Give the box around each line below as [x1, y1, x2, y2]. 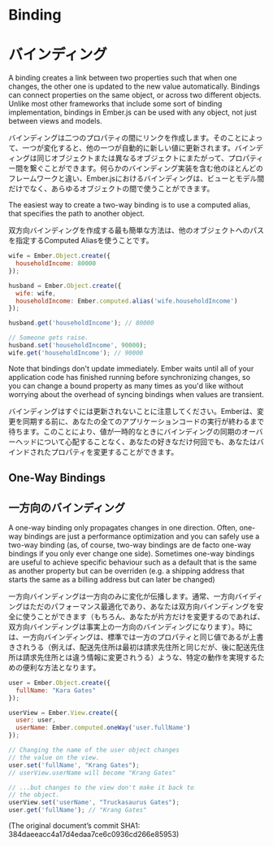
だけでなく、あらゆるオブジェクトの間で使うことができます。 [8, 184, 214, 194]
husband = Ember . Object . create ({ [8, 281, 122, 290]
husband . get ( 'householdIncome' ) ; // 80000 [8, 319, 154, 327]
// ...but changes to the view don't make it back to [8, 783, 195, 791]
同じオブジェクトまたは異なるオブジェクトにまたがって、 [36, 153, 229, 164]
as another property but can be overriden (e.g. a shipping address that [8, 565, 245, 575]
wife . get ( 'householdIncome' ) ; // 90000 [8, 348, 144, 357]
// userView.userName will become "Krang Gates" [8, 769, 176, 777]
